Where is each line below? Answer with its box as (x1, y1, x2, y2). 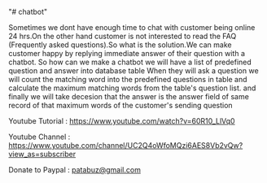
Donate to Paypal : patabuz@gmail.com (8, 165, 141, 174)
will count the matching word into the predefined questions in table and (8, 75, 247, 84)
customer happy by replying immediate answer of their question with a (8, 49, 246, 58)
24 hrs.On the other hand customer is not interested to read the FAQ (8, 32, 237, 41)
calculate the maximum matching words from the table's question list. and (8, 83, 256, 93)
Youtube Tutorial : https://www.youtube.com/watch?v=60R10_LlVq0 (8, 116, 235, 125)
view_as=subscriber (8, 150, 76, 159)
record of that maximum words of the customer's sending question (8, 101, 234, 110)
